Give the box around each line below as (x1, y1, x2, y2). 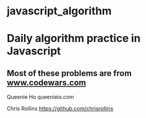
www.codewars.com (7, 77, 86, 87)
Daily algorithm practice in (7, 32, 141, 46)
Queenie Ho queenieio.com (7, 93, 74, 101)
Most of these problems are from (7, 68, 132, 78)
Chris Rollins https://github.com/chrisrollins (7, 105, 114, 112)
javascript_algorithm (7, 4, 112, 18)
